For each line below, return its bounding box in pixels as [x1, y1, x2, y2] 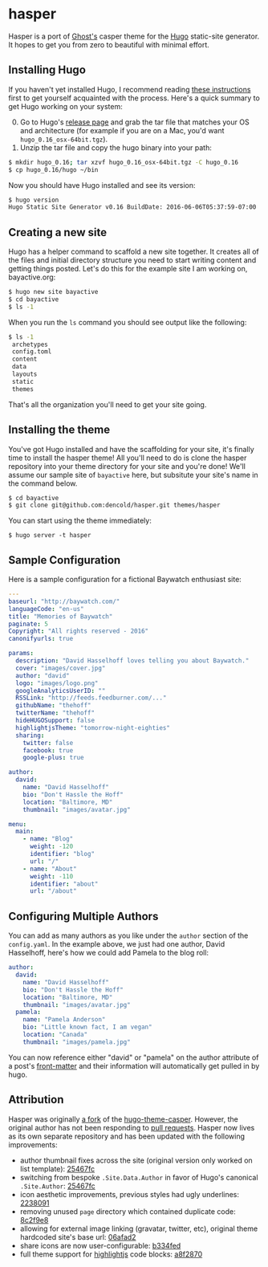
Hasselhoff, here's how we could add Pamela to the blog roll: [8, 948, 209, 958]
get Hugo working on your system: [8, 101, 123, 111]
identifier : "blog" [29, 850, 95, 858]
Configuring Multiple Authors [8, 909, 159, 923]
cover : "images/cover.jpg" [15, 664, 106, 672]
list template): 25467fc [19, 1163, 95, 1173]
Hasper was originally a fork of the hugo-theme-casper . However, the [8, 1114, 238, 1124]
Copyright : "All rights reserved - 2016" [8, 627, 149, 635]
